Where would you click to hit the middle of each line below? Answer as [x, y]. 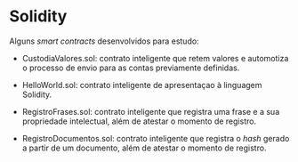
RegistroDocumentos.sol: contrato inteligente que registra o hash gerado [156, 138]
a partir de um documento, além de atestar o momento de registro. [144, 148]
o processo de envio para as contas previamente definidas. [131, 68]
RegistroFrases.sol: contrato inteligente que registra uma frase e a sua [151, 111]
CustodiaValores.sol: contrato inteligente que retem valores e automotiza [155, 58]
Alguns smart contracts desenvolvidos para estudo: [104, 41]
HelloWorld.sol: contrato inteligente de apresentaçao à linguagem [142, 85]
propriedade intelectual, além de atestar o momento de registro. [139, 121]
